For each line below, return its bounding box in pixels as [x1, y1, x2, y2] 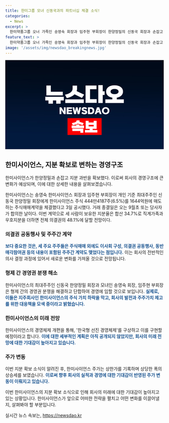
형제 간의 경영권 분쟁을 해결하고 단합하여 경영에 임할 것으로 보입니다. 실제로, [10, 288, 159, 294]
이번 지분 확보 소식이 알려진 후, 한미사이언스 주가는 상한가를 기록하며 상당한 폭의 [5, 366, 162, 372]
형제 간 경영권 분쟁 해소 [5, 269, 58, 276]
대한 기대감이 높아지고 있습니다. [14, 339, 76, 345]
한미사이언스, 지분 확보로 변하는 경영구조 [5, 160, 123, 169]
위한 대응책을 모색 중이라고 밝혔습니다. [10, 301, 86, 307]
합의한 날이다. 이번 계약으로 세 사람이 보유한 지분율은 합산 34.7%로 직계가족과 [10, 210, 163, 217]
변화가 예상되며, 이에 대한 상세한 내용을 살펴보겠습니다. [5, 181, 113, 187]
